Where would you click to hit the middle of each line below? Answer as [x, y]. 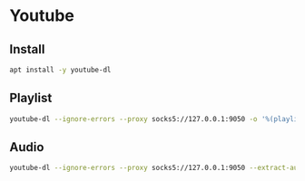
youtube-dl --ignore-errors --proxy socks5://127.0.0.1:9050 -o [133, 119]
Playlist [31, 98]
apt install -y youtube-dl [60, 70]
